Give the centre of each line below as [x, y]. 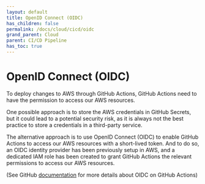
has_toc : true [24, 47]
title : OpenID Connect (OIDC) [45, 18]
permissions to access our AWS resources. [61, 163]
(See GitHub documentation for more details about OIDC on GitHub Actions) [102, 175]
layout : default [27, 12]
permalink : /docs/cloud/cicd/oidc [50, 29]
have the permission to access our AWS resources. [71, 100]
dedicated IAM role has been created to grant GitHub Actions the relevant [99, 156]
